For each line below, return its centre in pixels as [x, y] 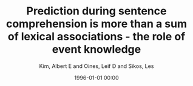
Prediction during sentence [96, 11]
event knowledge [96, 50]
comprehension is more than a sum [96, 24]
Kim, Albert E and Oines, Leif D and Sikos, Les [96, 66]
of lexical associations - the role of [96, 37]
